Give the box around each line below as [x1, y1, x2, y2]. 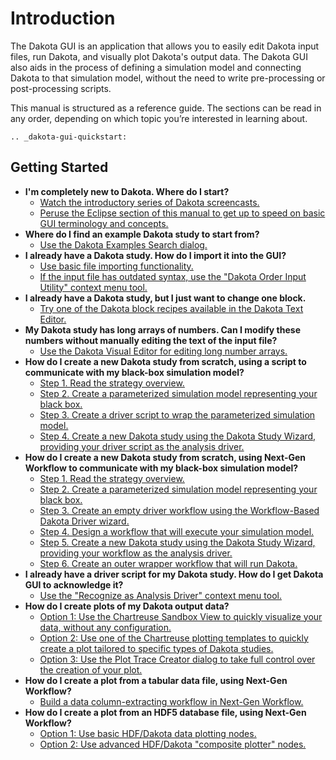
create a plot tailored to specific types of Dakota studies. [39, 642, 274, 654]
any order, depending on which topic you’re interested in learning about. [10, 112, 308, 124]
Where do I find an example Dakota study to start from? [24, 228, 260, 240]
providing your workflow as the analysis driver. [39, 547, 233, 559]
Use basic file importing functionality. [39, 260, 194, 272]
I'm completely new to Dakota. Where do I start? [24, 185, 230, 197]
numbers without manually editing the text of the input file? [24, 334, 278, 346]
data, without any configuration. [39, 621, 172, 633]
